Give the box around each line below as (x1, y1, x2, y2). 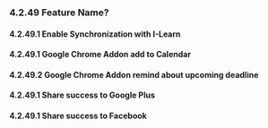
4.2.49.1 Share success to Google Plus (9, 90, 155, 100)
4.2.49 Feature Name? (9, 6, 109, 19)
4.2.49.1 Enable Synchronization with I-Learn (9, 29, 181, 39)
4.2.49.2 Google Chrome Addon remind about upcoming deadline (9, 69, 259, 80)
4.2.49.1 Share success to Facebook (9, 110, 148, 121)
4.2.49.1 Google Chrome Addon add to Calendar (9, 49, 191, 60)
